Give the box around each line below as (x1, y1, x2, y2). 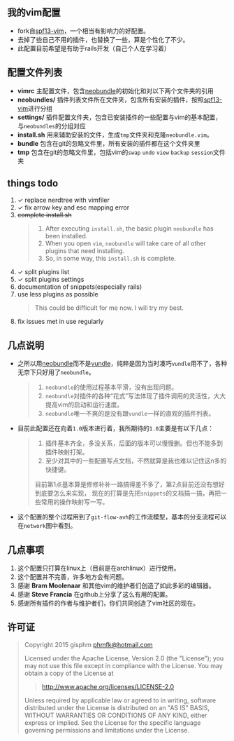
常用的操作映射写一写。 (41, 498, 109, 506)
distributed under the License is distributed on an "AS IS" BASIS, (24, 703, 210, 712)
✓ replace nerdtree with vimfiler (17, 196, 110, 205)
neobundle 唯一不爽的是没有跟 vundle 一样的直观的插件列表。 (45, 409, 215, 418)
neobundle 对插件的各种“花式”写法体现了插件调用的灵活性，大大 (45, 392, 226, 400)
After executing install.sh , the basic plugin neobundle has (45, 224, 214, 233)
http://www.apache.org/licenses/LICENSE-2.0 (41, 682, 175, 691)
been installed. (45, 232, 88, 240)
